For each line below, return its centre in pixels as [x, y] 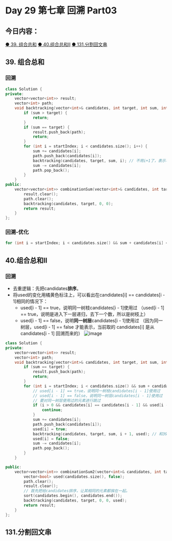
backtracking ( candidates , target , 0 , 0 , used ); [75, 501]
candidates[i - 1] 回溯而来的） [51, 333]
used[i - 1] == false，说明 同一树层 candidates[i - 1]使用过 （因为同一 [91, 321]
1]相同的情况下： [30, 302]
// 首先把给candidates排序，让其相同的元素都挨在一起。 [77, 491]
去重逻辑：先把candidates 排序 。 [47, 289]
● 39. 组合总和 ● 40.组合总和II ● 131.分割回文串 [56, 44]
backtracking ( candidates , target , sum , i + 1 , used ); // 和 [98, 434]
